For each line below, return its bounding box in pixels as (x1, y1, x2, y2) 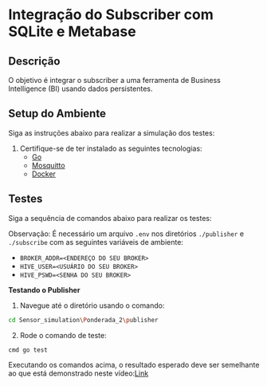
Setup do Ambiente (8, 107, 106, 120)
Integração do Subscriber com (8, 6, 214, 24)
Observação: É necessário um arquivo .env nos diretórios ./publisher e (8, 229, 245, 238)
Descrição (8, 54, 61, 68)
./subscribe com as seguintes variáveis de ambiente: (8, 237, 183, 246)
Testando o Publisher (8, 285, 80, 294)
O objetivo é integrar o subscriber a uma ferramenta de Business (8, 76, 221, 85)
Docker (31, 169, 56, 179)
